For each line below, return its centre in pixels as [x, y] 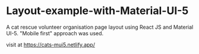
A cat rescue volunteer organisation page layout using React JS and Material [100, 27]
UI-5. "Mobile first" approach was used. [55, 33]
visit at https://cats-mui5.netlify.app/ [50, 45]
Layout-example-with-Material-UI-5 [97, 11]
